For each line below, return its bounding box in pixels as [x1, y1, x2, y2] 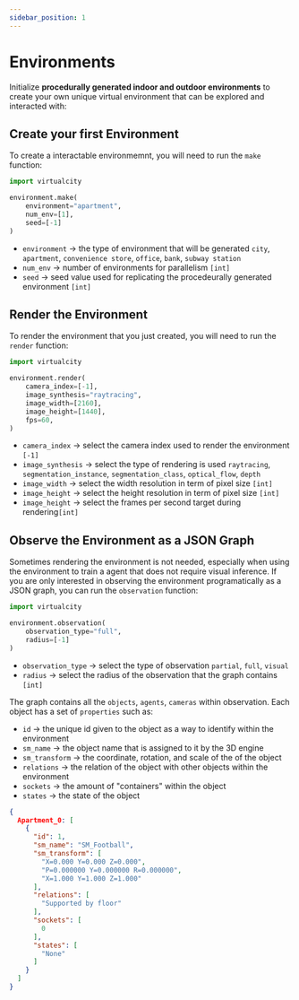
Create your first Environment [9, 126, 179, 142]
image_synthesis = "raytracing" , [25, 391, 142, 400]
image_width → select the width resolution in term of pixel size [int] [21, 478, 273, 489]
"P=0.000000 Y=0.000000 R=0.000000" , [41, 865, 182, 874]
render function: [9, 340, 69, 351]
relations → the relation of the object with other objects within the [21, 761, 269, 772]
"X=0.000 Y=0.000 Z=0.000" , [41, 857, 146, 866]
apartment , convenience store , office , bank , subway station [21, 252, 242, 263]
